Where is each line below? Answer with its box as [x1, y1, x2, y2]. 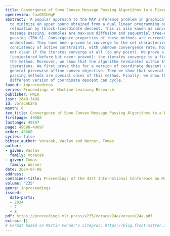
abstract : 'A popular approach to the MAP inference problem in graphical [5, 17, 166, 22]
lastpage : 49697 [5, 120, 39, 125]
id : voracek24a [5, 101, 37, 106]
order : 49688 [5, 129, 33, 134]
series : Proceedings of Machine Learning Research [5, 87, 114, 92]
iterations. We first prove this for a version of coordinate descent [10, 64, 162, 69]
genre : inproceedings [5, 186, 51, 191]
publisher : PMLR [5, 92, 39, 97]
